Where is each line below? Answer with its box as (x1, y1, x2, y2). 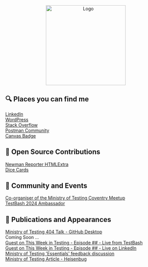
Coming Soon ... (5, 234, 39, 240)
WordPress (5, 116, 29, 122)
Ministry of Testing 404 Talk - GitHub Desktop (5, 229, 103, 235)
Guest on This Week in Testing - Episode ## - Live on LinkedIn (5, 245, 137, 251)
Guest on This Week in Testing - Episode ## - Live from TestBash (5, 240, 143, 246)
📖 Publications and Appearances (5, 215, 111, 224)
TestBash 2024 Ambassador (5, 201, 65, 207)
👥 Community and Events (5, 182, 88, 190)
